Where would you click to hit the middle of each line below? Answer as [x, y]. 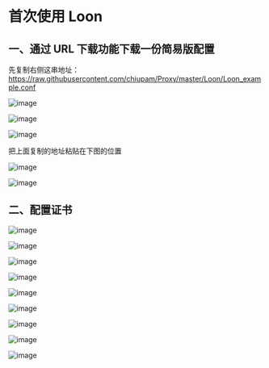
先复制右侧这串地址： [44, 70]
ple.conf [22, 87]
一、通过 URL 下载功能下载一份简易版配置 [111, 49]
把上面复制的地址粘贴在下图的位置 [65, 151]
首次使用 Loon [56, 17]
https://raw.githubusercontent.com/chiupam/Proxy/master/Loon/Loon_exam [135, 79]
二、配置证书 [40, 210]
